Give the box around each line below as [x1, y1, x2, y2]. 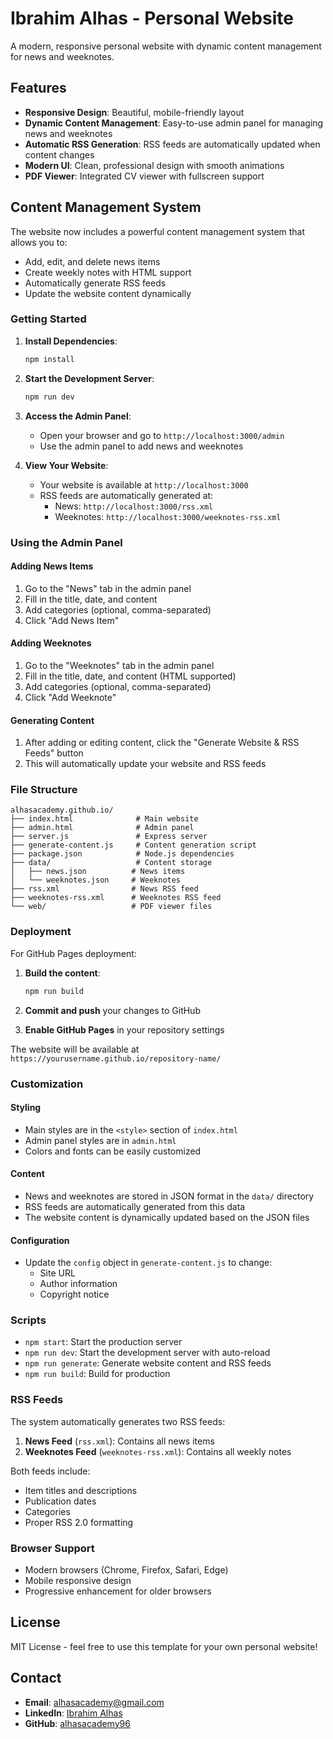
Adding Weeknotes [10, 637, 92, 649]
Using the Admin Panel [10, 535, 123, 549]
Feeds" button [24, 747, 84, 759]
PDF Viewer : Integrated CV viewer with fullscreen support [24, 170, 265, 182]
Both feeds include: [10, 1465, 91, 1477]
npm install [24, 354, 75, 364]
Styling [10, 1102, 42, 1114]
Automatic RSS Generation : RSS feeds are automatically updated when [24, 138, 321, 150]
